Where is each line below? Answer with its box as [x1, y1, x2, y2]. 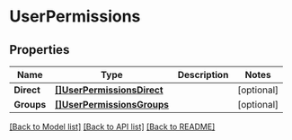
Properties [9, 42, 70, 57]
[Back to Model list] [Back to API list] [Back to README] [9, 121, 216, 132]
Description [177, 69, 229, 81]
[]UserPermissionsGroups [54, 99, 169, 110]
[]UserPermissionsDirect [54, 83, 164, 96]
